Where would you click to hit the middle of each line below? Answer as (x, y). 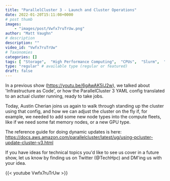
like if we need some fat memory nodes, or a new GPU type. (68, 122)
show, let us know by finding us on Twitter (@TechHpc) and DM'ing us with (83, 158)
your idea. (16, 163)
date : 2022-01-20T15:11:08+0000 (39, 15)
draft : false (19, 71)
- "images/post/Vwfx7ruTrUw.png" (50, 29)
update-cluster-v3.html (29, 143)
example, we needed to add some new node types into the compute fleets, (83, 117)
